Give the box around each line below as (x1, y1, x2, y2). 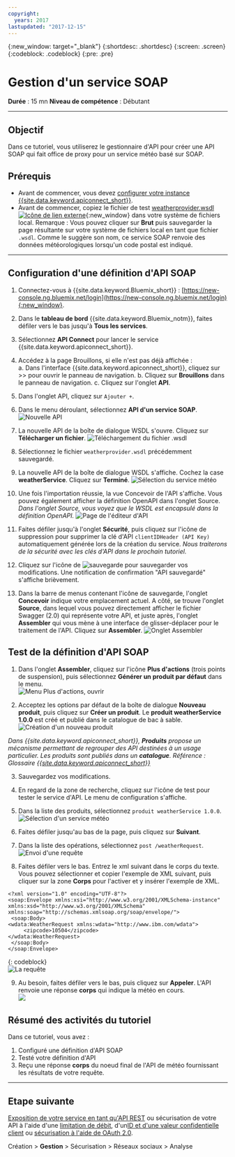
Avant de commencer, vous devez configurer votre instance (17, 188, 190, 197)
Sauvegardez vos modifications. (17, 772, 111, 780)
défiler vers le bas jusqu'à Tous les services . (17, 322, 149, 330)
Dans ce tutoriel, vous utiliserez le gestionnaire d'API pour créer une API (8, 142, 215, 151)
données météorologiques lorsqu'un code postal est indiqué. (17, 240, 193, 248)
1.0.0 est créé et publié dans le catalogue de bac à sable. (17, 715, 183, 724)
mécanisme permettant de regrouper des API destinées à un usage (8, 744, 202, 752)
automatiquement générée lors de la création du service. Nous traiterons (17, 539, 227, 548)
